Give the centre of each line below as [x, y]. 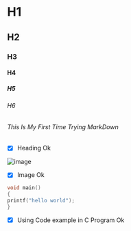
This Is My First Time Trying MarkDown [63, 126]
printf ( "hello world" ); [41, 201]
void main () [24, 188]
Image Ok [31, 175]
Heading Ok [34, 148]
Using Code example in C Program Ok [71, 220]
